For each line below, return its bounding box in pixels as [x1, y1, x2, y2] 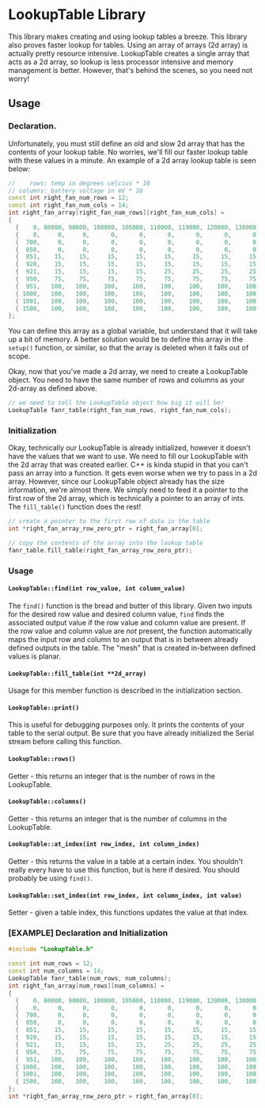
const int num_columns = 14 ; [8, 967, 104, 976]
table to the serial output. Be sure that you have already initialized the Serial [8, 728, 255, 738]
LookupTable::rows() [8, 755, 77, 762]
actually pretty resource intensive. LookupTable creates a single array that [8, 48, 250, 58]
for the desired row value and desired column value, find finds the [8, 609, 225, 619]
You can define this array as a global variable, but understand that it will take [8, 327, 258, 336]
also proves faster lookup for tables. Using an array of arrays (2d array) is [8, 40, 248, 49]
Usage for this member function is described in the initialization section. [8, 686, 243, 695]
